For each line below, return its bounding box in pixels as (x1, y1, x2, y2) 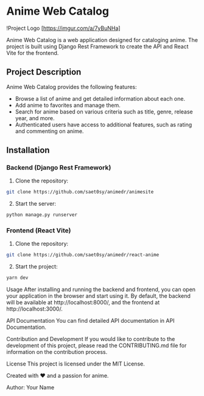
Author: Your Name (6, 384, 55, 391)
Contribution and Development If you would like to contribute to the (6, 336, 175, 343)
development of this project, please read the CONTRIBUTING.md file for (6, 342, 187, 349)
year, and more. (15, 114, 55, 121)
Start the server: (15, 200, 57, 207)
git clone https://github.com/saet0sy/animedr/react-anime (6, 252, 160, 258)
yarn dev (6, 275, 29, 281)
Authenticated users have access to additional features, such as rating (15, 121, 192, 128)
